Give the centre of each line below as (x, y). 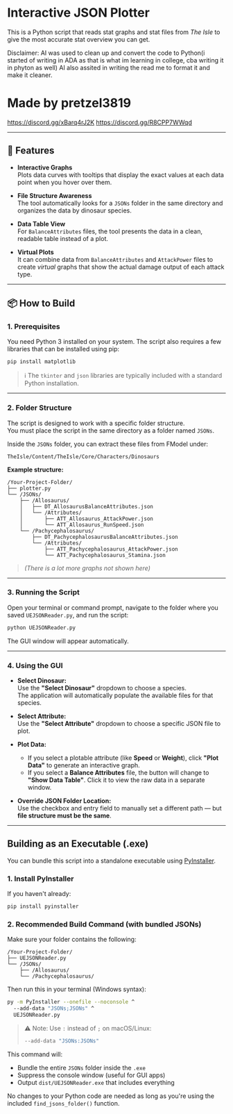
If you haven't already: (39, 894)
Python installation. (52, 383)
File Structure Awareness (54, 195)
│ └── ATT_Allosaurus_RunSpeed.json (82, 525)
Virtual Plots (35, 252)
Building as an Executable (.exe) (78, 844)
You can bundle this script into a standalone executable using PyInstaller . (112, 861)
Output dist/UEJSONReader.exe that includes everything (96, 1082)
